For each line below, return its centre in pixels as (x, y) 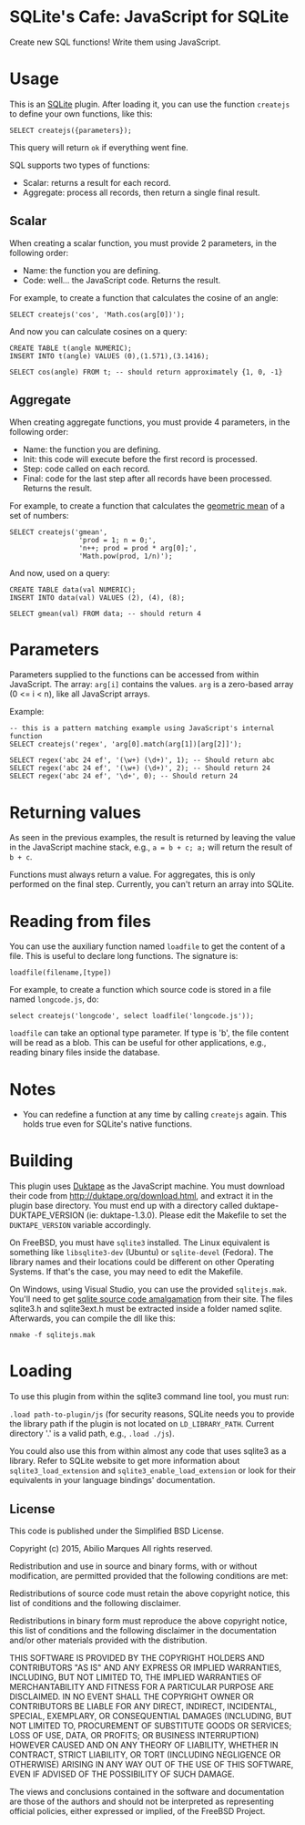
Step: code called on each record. (86, 469)
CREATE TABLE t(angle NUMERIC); (71, 348)
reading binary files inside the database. (85, 1052)
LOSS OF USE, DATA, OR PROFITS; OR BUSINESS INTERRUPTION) (134, 1735)
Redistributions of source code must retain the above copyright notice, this (150, 1593)
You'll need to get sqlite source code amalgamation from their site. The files (151, 1299)
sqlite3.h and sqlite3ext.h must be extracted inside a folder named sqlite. (146, 1309)
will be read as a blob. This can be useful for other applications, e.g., (138, 1043)
